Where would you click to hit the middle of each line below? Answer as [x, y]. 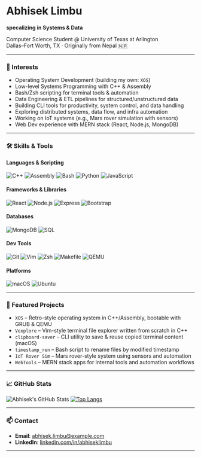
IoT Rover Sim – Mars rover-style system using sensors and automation [103, 356]
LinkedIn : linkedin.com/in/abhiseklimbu [63, 442]
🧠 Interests [22, 67]
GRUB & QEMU [33, 324]
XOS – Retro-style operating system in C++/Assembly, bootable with [98, 318]
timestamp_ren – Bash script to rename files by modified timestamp [97, 350]
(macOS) [26, 343]
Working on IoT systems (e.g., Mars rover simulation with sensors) [96, 118]
